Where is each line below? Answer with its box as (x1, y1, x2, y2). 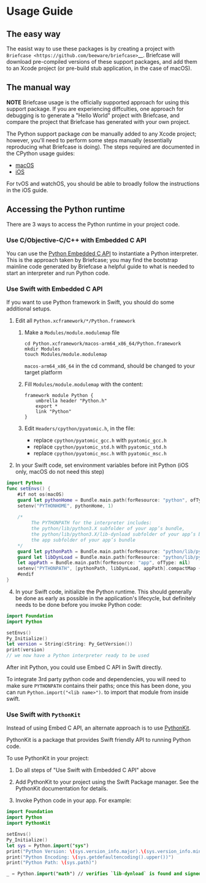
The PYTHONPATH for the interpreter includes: (31, 520, 152, 526)
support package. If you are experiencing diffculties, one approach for (6, 105, 184, 112)
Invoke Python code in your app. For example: (15, 796, 132, 804)
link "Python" (36, 409, 72, 415)
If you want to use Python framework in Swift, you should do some (6, 299, 175, 306)
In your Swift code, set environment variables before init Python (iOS (15, 461, 189, 469)
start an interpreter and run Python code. (6, 269, 110, 277)
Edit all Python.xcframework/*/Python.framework (15, 317, 136, 325)
